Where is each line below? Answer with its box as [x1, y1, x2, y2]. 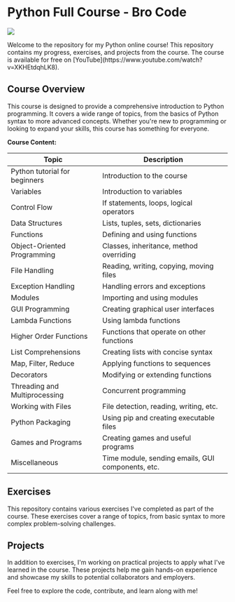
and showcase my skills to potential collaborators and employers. [7, 573, 196, 582]
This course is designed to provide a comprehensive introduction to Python [7, 102, 225, 110]
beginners [10, 175, 44, 185]
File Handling [10, 265, 54, 275]
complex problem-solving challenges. [7, 519, 116, 528]
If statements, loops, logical [102, 198, 193, 208]
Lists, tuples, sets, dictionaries [102, 218, 201, 228]
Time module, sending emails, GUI [102, 453, 215, 463]
